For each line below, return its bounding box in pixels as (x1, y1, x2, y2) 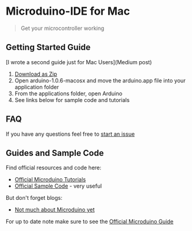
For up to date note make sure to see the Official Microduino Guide (6, 218, 174, 226)
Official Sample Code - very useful (14, 182, 102, 190)
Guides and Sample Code (6, 148, 105, 158)
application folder (14, 83, 59, 90)
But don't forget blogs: (6, 194, 62, 202)
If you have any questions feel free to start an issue (6, 130, 135, 137)
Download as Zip (14, 70, 57, 78)
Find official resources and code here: (6, 164, 102, 172)
